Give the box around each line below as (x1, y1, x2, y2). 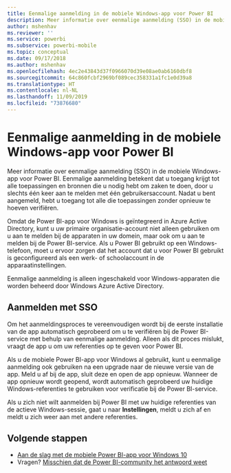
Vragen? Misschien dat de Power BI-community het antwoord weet (16, 458, 208, 466)
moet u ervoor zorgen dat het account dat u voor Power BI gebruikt (33, 246, 224, 254)
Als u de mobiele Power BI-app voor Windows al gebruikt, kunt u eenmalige (7, 355, 221, 363)
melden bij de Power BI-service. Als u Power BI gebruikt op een (7, 239, 187, 247)
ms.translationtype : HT (7, 81, 76, 88)
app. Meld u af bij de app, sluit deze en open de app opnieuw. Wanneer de (7, 370, 218, 378)
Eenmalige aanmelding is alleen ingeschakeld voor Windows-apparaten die (7, 274, 220, 283)
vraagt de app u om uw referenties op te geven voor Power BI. (7, 342, 184, 350)
